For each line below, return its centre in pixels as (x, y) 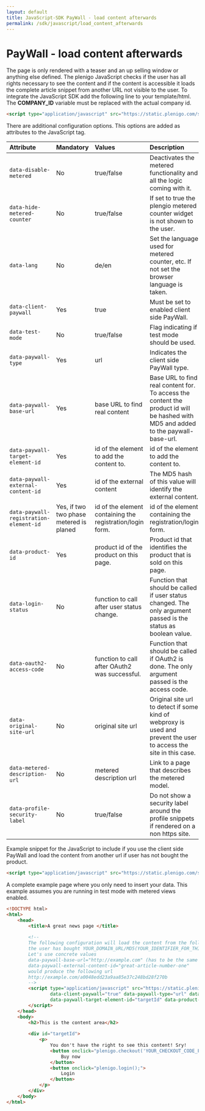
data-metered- (30, 768)
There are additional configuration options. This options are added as (93, 126)
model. (159, 786)
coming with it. (171, 188)
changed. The (169, 603)
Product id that (171, 540)
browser (161, 277)
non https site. (170, 834)
